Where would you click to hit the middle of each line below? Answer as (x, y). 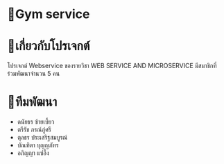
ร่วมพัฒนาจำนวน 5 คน (34, 74)
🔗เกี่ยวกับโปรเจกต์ (49, 46)
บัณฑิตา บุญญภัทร (38, 145)
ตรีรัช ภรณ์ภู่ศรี (34, 130)
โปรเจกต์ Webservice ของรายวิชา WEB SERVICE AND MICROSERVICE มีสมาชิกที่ (112, 66)
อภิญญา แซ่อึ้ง (33, 153)
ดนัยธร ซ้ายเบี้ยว (36, 122)
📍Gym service (49, 14)
